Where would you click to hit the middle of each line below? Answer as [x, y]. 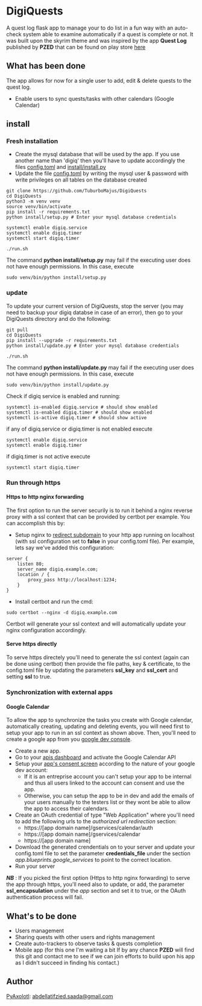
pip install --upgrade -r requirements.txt [62, 340]
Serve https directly [32, 644]
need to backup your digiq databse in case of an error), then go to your [95, 312]
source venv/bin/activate [39, 207]
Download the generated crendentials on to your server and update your [105, 847]
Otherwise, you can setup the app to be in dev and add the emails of [109, 796]
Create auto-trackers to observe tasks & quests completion [88, 943]
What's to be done [42, 916]
